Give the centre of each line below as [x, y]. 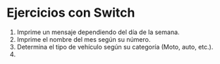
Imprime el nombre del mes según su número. [84, 39]
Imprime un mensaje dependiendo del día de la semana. [98, 32]
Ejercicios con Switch [71, 13]
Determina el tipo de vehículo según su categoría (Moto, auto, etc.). [115, 47]
